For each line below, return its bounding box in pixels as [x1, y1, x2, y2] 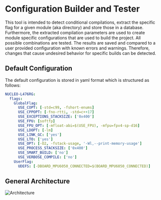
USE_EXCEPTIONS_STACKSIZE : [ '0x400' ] [17, 114, 95, 119]
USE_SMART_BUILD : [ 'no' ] [17, 150, 68, 155]
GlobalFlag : [14, 101, 38, 106]
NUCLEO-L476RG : [5, 92, 36, 96]
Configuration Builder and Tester [5, 3, 140, 15]
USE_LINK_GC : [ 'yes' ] [17, 132, 62, 137]
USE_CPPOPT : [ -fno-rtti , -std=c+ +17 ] [17, 110, 95, 115]
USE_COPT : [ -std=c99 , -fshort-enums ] [17, 105, 95, 110]
